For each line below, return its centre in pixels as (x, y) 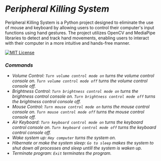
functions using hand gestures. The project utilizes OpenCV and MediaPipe (80, 33)
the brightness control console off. (46, 102)
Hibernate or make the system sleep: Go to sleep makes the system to (83, 143)
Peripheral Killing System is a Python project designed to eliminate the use (79, 22)
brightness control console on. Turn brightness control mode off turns (84, 96)
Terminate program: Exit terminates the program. (62, 153)
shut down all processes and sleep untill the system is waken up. (77, 148)
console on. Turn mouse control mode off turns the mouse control (78, 112)
